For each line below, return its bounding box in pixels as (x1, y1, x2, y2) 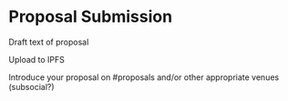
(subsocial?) (8, 81, 56, 92)
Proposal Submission (8, 6, 173, 27)
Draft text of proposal (8, 36, 89, 47)
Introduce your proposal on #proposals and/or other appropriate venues (8, 71, 280, 83)
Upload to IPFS (8, 54, 66, 65)
